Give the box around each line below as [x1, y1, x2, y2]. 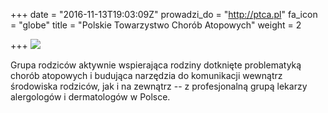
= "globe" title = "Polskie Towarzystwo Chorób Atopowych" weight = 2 [10, 19, 302, 31]
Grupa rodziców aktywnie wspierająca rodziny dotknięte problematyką [10, 59, 302, 71]
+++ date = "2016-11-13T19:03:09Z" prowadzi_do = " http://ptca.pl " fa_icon [10, 9, 318, 20]
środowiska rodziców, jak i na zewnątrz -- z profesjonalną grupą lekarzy [10, 80, 308, 92]
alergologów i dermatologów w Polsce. [10, 91, 171, 103]
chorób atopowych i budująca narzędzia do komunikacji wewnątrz [10, 70, 283, 81]
